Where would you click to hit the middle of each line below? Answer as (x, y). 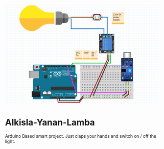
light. (10, 141)
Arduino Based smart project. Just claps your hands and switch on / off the (81, 136)
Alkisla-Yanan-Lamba (50, 123)
